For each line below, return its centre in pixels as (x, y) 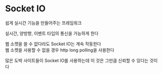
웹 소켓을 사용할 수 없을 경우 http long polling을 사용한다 (60, 50)
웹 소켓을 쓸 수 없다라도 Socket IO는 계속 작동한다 (53, 44)
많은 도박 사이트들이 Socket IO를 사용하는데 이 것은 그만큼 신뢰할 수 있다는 (77, 60)
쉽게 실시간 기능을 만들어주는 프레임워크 (43, 23)
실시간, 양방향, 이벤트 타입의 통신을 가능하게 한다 (52, 33)
